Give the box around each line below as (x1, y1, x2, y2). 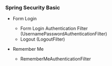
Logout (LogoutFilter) (20, 36, 65, 42)
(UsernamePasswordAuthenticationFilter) (20, 31, 107, 37)
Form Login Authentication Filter (20, 25, 88, 31)
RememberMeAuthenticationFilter (20, 56, 91, 62)
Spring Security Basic (5, 4, 60, 11)
